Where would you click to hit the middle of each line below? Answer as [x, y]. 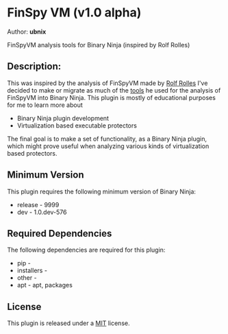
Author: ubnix [27, 32]
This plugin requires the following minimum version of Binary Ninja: [102, 191]
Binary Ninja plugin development [63, 118]
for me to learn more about [45, 105]
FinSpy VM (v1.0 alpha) [74, 13]
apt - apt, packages [45, 285]
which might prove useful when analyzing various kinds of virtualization [108, 146]
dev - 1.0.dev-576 [42, 212]
